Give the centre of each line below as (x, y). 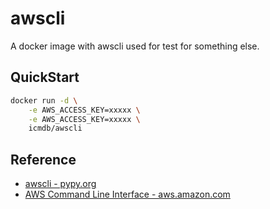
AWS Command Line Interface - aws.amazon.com (127, 194)
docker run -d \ (44, 100)
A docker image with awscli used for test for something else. (135, 46)
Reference (43, 159)
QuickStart (45, 77)
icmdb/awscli (55, 128)
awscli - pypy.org (60, 184)
